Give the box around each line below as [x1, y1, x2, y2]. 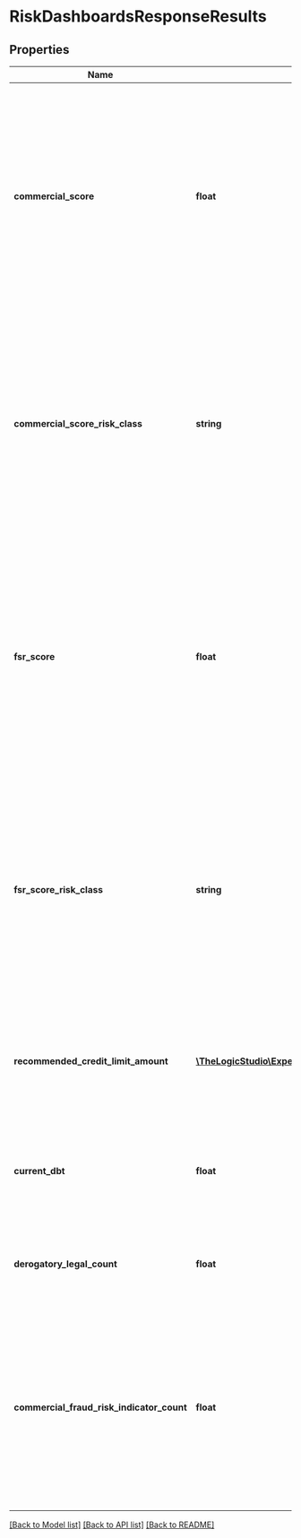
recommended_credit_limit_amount [13, 1055, 168, 1067]
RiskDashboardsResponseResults [9, 6, 267, 27]
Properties [9, 42, 70, 57]
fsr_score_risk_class [13, 884, 103, 895]
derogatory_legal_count [13, 1257, 118, 1270]
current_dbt [13, 1165, 65, 1177]
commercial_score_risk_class [13, 418, 143, 429]
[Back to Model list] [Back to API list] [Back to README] [9, 1519, 215, 1530]
